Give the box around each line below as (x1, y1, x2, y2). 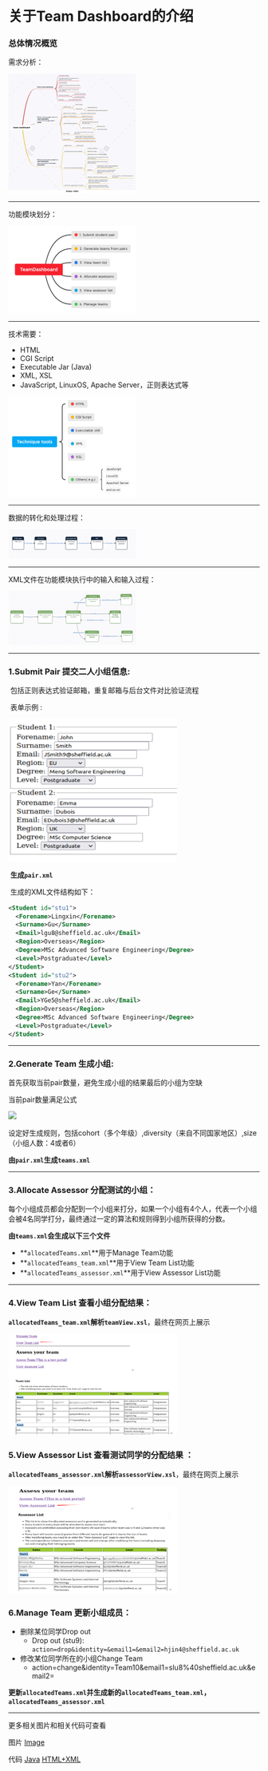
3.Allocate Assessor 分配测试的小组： (8, 1184, 156, 1195)
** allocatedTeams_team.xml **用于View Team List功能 (19, 1258, 195, 1268)
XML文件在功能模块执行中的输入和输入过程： (8, 575, 157, 584)
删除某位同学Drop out (19, 1626, 92, 1636)
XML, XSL (19, 370, 53, 380)
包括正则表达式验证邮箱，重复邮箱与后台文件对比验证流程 (10, 686, 199, 695)
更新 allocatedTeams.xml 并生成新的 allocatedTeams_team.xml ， (8, 1687, 211, 1697)
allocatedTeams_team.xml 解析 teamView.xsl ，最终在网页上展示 (8, 1317, 211, 1326)
